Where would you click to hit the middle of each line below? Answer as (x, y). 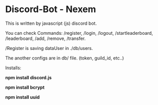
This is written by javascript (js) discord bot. (51, 23)
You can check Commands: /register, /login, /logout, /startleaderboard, (79, 33)
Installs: (13, 68)
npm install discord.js (28, 77)
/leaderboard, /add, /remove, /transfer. (46, 38)
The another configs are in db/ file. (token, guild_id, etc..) (65, 58)
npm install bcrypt (25, 87)
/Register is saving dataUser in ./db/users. (49, 48)
